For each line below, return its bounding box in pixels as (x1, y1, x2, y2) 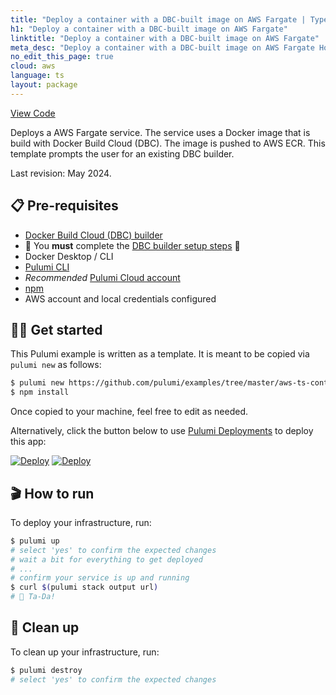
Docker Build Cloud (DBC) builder (24, 229, 163, 241)
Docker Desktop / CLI (24, 250, 114, 262)
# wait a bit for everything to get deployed (10, 554, 203, 565)
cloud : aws (10, 61, 56, 71)
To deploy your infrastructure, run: (10, 516, 152, 528)
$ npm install (10, 387, 70, 398)
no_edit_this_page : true (10, 52, 114, 62)
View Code (10, 107, 56, 119)
